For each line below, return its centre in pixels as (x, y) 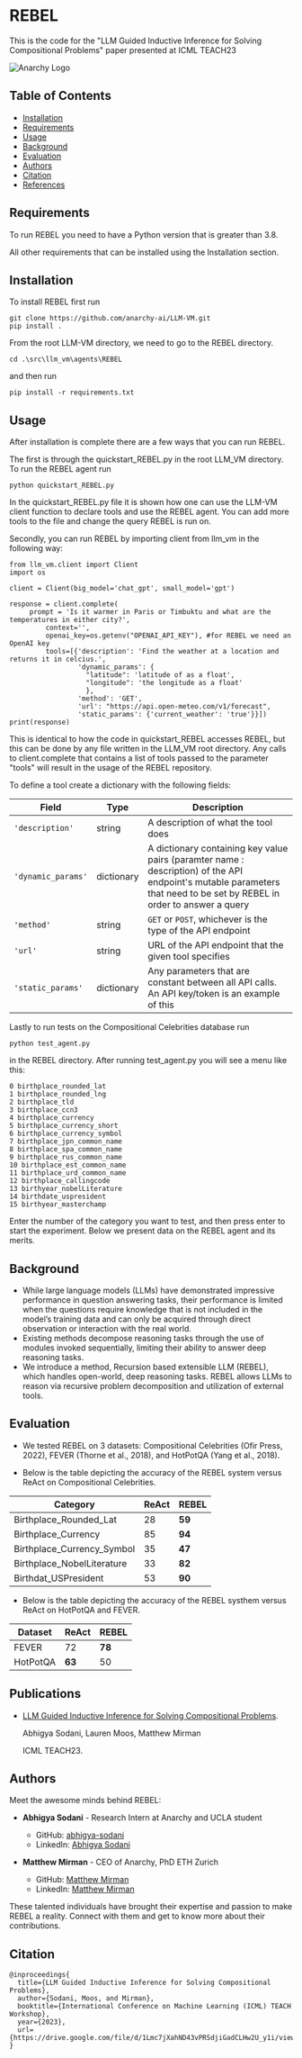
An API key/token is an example (214, 994)
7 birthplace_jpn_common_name (66, 1142)
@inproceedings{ (40, 1975)
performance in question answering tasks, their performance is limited (152, 1300)
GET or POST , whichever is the (208, 919)
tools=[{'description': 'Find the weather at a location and (162, 652)
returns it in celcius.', (58, 659)
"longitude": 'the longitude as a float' (164, 683)
